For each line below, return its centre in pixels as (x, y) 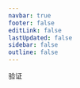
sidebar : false (33, 45)
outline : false (33, 52)
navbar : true (30, 15)
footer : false (32, 23)
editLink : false (35, 30)
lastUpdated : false (40, 38)
